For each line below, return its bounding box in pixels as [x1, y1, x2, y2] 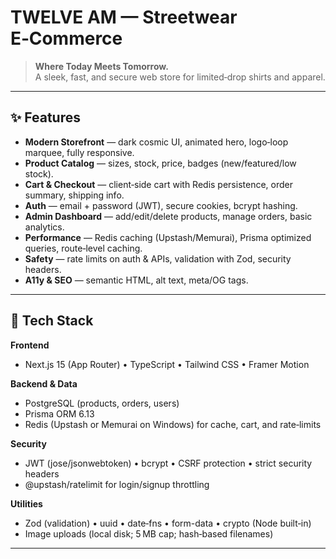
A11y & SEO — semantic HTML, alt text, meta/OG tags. [24, 274, 249, 286]
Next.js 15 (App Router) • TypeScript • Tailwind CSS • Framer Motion [24, 358, 310, 370]
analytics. [24, 221, 65, 233]
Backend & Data [10, 377, 78, 390]
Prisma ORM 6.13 [24, 407, 95, 420]
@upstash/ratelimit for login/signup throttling [24, 478, 210, 490]
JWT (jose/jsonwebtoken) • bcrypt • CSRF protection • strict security [24, 457, 313, 469]
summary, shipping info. [24, 189, 125, 201]
